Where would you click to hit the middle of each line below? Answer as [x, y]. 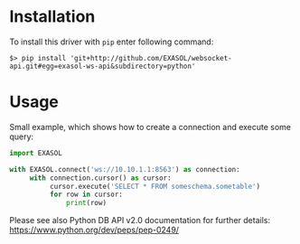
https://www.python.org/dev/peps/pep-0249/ [94, 230]
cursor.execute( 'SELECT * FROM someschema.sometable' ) [155, 186]
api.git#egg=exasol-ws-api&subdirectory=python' [103, 66]
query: [22, 136]
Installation [52, 17]
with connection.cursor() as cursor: [100, 178]
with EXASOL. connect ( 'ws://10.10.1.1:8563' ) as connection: [125, 169]
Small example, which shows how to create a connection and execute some [150, 127]
